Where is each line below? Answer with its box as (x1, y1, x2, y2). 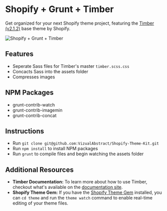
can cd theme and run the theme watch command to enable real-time (12, 195, 153, 201)
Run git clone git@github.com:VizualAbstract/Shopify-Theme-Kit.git (12, 140, 159, 146)
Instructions (5, 127, 44, 135)
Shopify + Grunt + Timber (5, 4, 114, 15)
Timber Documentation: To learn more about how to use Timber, (12, 179, 147, 185)
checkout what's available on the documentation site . (12, 184, 123, 190)
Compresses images (12, 74, 55, 80)
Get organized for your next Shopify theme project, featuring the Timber (5, 20, 154, 26)
